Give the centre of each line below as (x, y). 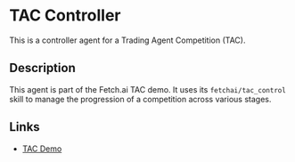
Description (42, 68)
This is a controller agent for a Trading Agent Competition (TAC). (127, 40)
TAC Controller (65, 16)
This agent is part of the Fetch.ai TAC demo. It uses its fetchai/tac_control (148, 89)
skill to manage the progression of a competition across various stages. (140, 99)
